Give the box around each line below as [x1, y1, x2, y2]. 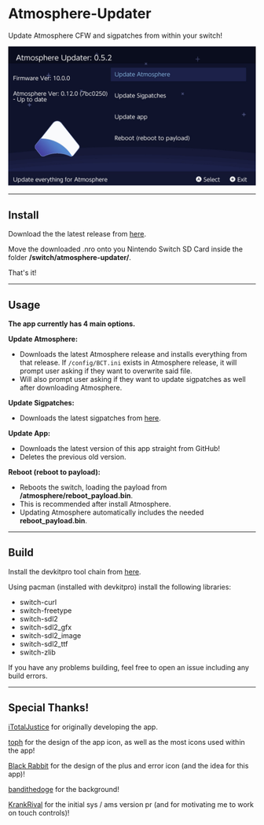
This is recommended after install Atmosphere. [19, 500, 171, 509]
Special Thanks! [8, 701, 89, 715]
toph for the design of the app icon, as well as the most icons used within [8, 737, 245, 746]
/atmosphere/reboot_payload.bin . [19, 491, 134, 500]
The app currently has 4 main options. [8, 319, 136, 328]
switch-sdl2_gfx [19, 622, 72, 632]
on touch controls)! [8, 808, 70, 817]
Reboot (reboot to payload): [8, 467, 101, 477]
